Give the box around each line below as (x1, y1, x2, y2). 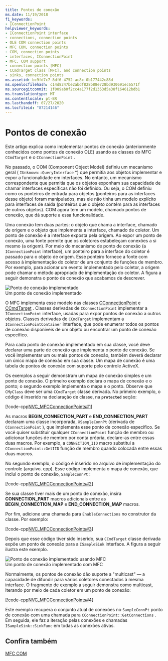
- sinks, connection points (5, 73, 64, 78)
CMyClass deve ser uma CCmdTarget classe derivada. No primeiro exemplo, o (5, 388, 161, 394)
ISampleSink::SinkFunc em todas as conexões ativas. (5, 622, 115, 628)
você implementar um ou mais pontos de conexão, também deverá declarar (5, 352, 162, 358)
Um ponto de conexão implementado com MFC (5, 561, 103, 567)
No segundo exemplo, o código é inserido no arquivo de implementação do (5, 460, 161, 466)
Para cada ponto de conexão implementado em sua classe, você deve (5, 341, 150, 347)
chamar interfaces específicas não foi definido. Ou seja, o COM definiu (5, 185, 152, 191)
